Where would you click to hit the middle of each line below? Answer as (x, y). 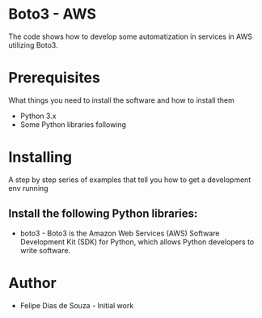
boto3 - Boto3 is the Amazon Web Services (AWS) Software (120, 233)
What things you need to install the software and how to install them (121, 100)
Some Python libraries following (73, 124)
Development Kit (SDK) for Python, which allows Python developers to (137, 242)
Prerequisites (55, 78)
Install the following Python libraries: (103, 214)
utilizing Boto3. (33, 45)
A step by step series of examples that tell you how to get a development (130, 180)
